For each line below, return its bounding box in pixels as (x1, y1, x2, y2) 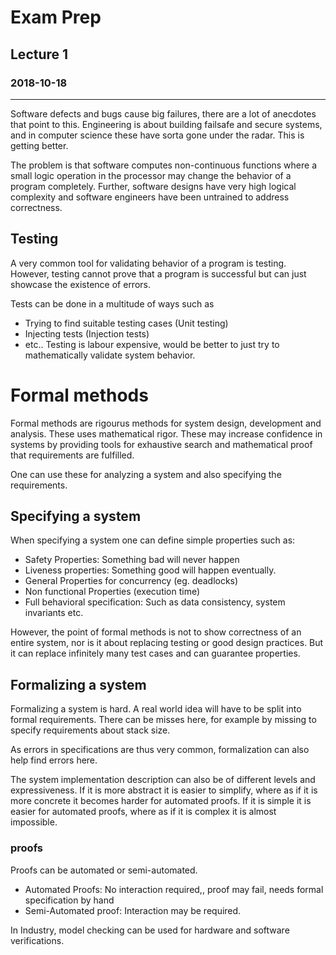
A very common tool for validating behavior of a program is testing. (10, 257, 287, 269)
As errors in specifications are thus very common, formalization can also (10, 744, 310, 756)
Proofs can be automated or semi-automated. (10, 864, 198, 876)
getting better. (10, 139, 69, 151)
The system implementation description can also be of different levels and (10, 774, 316, 786)
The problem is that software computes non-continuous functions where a (10, 159, 318, 171)
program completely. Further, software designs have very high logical (10, 180, 297, 192)
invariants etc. (24, 607, 84, 619)
